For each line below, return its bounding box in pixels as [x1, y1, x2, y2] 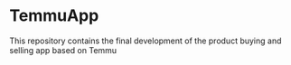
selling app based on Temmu [9, 44, 117, 55]
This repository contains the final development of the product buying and [9, 35, 282, 46]
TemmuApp [9, 5, 99, 26]
